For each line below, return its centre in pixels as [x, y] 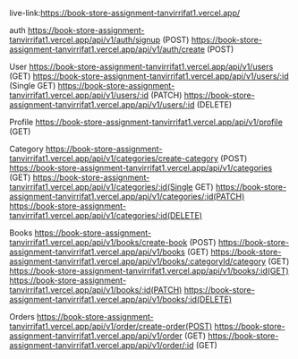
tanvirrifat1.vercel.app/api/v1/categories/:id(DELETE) [106, 215]
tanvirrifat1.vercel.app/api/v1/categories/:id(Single [102, 187]
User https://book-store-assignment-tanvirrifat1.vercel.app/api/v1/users [141, 67]
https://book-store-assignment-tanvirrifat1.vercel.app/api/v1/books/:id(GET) [149, 271]
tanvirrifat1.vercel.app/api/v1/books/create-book [98, 242]
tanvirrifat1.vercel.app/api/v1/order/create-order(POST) [111, 326]
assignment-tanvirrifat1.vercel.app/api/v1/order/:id [102, 345]
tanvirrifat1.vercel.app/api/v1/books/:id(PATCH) [96, 290]
